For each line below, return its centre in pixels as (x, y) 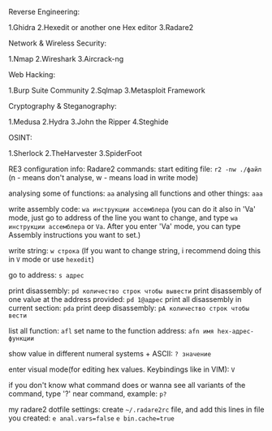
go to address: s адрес (46, 275)
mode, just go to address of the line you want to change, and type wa (123, 218)
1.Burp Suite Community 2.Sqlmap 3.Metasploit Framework (107, 90)
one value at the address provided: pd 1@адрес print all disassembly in (125, 299)
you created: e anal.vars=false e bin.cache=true (91, 418)
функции (22, 338)
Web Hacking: (32, 75)
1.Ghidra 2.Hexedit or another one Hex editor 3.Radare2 (101, 27)
